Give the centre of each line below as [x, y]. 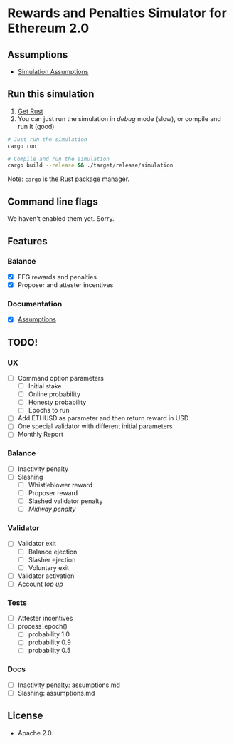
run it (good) [36, 126]
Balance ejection [53, 552]
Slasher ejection [52, 559]
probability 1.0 [49, 634]
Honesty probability [57, 402]
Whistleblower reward [60, 485]
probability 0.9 [49, 642]
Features [27, 241]
